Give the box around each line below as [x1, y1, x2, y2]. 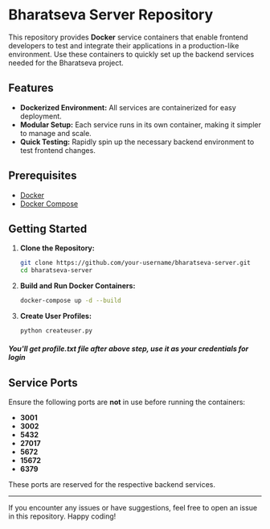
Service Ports [8, 376, 78, 390]
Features [8, 81, 54, 95]
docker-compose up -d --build [19, 296, 122, 305]
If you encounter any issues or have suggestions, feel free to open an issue [8, 503, 258, 513]
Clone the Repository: [19, 243, 95, 253]
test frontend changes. [19, 145, 96, 155]
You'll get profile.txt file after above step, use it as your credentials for [8, 344, 249, 353]
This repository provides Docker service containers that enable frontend [8, 32, 248, 42]
